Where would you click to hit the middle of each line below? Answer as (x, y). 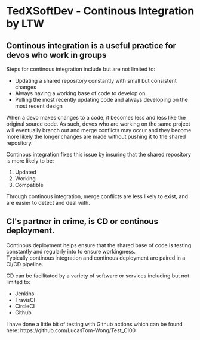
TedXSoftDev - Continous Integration (100, 11)
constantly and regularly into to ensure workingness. (71, 251)
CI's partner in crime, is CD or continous (82, 222)
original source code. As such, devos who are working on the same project (98, 124)
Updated (26, 172)
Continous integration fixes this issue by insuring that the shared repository (99, 154)
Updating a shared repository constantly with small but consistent (96, 81)
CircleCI (24, 306)
